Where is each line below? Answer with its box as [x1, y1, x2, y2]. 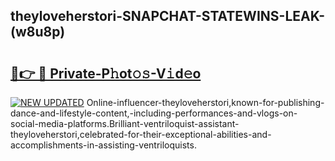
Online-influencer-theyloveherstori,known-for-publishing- [86, 97, 325, 108]
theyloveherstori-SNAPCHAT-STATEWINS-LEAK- [10, 8, 326, 25]
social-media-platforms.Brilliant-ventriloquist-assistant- [10, 118, 240, 129]
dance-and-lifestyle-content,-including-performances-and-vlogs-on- [10, 107, 298, 119]
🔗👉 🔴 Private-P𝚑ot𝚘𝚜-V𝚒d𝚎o [10, 65, 202, 82]
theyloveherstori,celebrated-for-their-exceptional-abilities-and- [10, 129, 272, 140]
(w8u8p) [10, 24, 66, 41]
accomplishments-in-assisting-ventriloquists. [10, 139, 197, 151]
